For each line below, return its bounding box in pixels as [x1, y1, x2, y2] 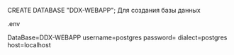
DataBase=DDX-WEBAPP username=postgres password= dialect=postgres [7, 33, 228, 42]
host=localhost [7, 41, 51, 49]
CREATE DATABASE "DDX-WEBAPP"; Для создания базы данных [7, 6, 201, 14]
